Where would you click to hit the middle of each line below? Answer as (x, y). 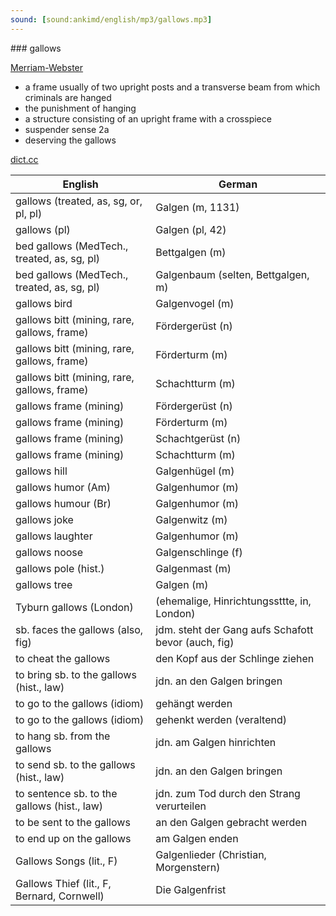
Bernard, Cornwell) (60, 896)
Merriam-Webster (47, 67)
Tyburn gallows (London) (74, 607)
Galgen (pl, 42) (191, 229)
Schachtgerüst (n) (198, 438)
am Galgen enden (197, 838)
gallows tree (44, 584)
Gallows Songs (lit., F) (66, 861)
